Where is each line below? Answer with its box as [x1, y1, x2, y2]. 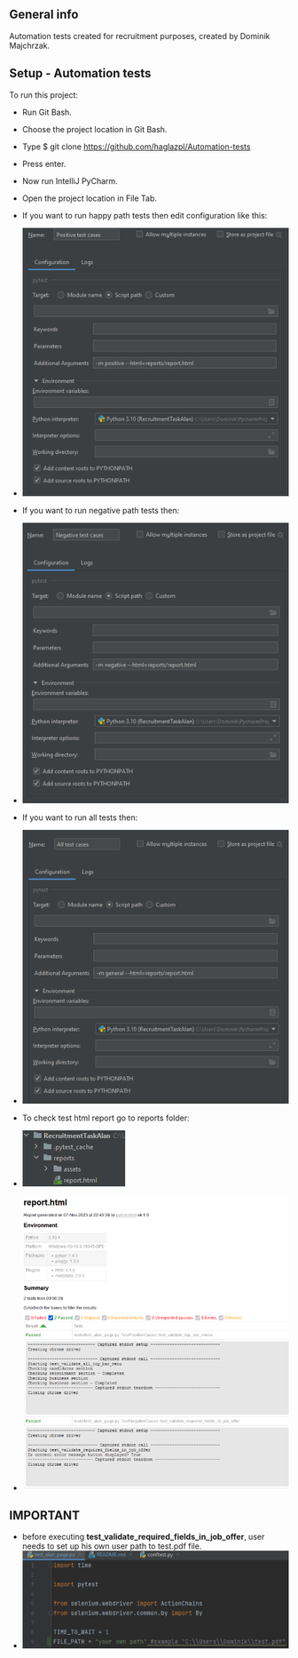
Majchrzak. [9, 40, 51, 51]
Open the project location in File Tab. [21, 193, 158, 203]
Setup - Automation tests [9, 66, 152, 81]
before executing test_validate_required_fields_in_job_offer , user [21, 1532, 265, 1542]
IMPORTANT [9, 1508, 80, 1523]
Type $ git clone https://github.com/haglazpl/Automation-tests [21, 141, 251, 152]
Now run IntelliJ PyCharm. [21, 175, 118, 186]
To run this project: [9, 89, 78, 100]
